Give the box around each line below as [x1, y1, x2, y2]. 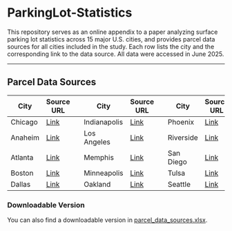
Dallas [10, 179, 31, 189]
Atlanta [10, 152, 34, 162]
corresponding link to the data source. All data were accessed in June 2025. [7, 50, 224, 58]
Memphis [84, 152, 114, 162]
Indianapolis [84, 117, 123, 127]
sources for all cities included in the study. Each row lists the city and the [7, 42, 215, 50]
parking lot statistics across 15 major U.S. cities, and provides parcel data [7, 35, 215, 43]
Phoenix [168, 117, 195, 127]
